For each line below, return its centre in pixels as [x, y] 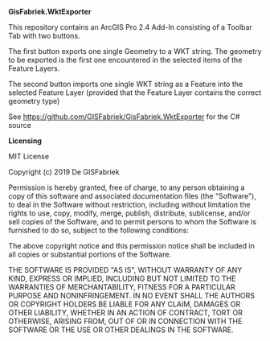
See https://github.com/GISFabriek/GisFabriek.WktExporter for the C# [124, 117]
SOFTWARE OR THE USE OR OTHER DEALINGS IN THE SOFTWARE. [121, 330]
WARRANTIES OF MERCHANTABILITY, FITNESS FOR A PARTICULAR [122, 287]
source [20, 125]
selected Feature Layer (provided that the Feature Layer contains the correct [135, 92]
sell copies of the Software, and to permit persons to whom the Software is [133, 222]
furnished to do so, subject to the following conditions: [98, 230]
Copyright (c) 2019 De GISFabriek [64, 172]
